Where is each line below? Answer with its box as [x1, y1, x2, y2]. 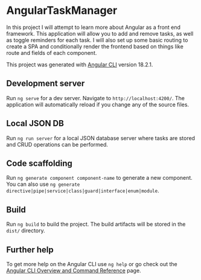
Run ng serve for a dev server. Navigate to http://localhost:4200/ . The [6, 94, 185, 101]
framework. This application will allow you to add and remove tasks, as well [6, 30, 194, 37]
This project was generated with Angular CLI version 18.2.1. [6, 61, 153, 68]
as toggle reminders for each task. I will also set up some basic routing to [6, 36, 188, 43]
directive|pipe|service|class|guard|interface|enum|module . [6, 187, 159, 194]
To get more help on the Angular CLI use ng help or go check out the [6, 261, 177, 267]
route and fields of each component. [6, 49, 97, 56]
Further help [6, 244, 54, 255]
